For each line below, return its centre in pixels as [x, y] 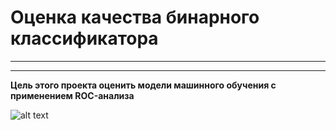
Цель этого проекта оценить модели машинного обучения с [143, 85]
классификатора [84, 38]
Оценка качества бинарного [135, 17]
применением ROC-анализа [72, 95]
